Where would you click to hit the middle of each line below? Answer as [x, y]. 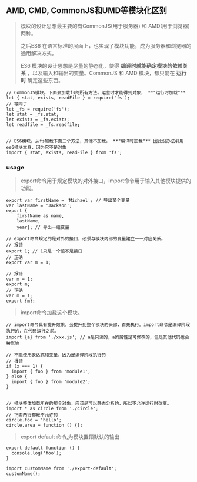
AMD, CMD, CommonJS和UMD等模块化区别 [87, 11]
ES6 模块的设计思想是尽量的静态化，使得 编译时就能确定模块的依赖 [101, 65]
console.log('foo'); [36, 453]
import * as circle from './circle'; [52, 409]
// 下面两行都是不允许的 [32, 415]
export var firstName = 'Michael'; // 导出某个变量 [68, 201]
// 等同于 [17, 104]
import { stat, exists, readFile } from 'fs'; [64, 152]
